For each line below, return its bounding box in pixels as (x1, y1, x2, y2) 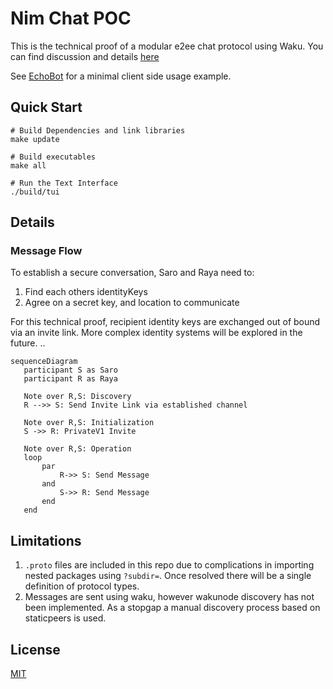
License (10, 641, 61, 658)
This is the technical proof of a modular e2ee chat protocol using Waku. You (10, 40, 324, 52)
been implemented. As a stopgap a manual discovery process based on (24, 602, 321, 614)
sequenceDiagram (10, 357, 78, 367)
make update (10, 134, 60, 144)
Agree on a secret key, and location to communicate (24, 297, 240, 309)
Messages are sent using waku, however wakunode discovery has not (24, 591, 315, 603)
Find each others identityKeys (24, 286, 148, 298)
